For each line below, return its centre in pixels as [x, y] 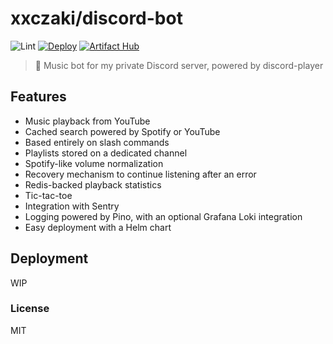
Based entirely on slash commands [97, 142]
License [30, 309]
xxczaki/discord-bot [96, 18]
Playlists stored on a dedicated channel [106, 153]
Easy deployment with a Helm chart [98, 227]
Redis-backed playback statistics [93, 184]
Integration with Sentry [72, 206]
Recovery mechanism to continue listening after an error [140, 174]
